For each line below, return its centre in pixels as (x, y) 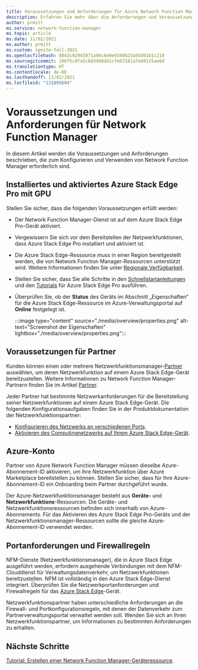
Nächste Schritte (38, 646)
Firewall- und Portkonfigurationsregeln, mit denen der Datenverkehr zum (94, 609)
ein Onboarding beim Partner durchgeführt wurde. (107, 484)
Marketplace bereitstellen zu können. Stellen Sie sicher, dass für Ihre (89, 478)
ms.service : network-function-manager (54, 28)
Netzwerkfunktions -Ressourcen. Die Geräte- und (67, 502)
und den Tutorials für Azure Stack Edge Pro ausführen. (81, 285)
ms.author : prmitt (29, 45)
